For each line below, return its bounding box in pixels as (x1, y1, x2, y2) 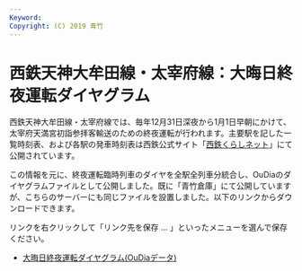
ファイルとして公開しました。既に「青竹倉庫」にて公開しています (48, 180, 292, 191)
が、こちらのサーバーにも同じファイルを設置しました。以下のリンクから (9, 192, 277, 203)
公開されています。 (9, 150, 80, 162)
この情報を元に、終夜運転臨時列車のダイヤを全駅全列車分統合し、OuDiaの (9, 170, 284, 180)
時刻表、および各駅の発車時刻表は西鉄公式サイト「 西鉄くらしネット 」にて (16, 139, 293, 150)
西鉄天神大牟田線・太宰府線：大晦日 (9, 63, 278, 83)
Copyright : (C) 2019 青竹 (9, 22, 103, 31)
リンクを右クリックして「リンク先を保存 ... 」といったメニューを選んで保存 (9, 222, 288, 233)
